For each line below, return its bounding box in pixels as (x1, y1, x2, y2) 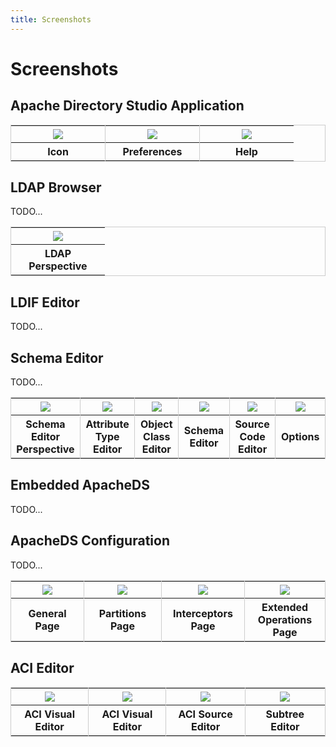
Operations (257, 612, 313, 626)
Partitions (98, 606, 147, 620)
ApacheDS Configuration (10, 532, 170, 550)
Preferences (122, 144, 183, 158)
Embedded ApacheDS (10, 477, 151, 494)
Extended (261, 600, 309, 614)
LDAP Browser (10, 179, 102, 196)
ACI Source (178, 707, 233, 721)
